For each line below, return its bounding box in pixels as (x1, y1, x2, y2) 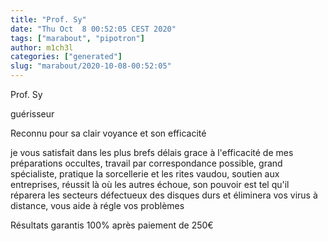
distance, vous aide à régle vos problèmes (10, 200, 185, 211)
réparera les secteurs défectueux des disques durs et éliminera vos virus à (10, 189, 318, 201)
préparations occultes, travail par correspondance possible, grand (10, 157, 283, 169)
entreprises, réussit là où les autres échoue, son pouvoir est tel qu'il (10, 179, 290, 190)
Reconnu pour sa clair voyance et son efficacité (10, 127, 207, 139)
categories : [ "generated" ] (10, 52, 123, 62)
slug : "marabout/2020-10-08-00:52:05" (10, 61, 172, 71)
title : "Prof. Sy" (10, 14, 87, 25)
